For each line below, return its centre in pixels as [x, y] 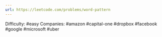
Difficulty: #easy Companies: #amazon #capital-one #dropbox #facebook [81, 24]
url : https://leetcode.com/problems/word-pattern [58, 10]
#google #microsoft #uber [32, 29]
